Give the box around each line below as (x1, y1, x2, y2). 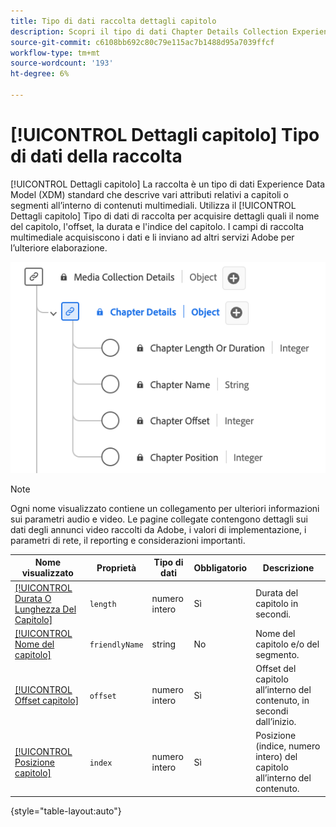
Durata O (14, 592, 52, 604)
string (151, 638, 177, 650)
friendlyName (89, 640, 144, 650)
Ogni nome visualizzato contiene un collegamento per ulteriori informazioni (10, 502, 320, 514)
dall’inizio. (255, 716, 297, 728)
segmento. (255, 648, 300, 660)
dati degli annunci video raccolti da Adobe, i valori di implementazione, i (10, 523, 307, 535)
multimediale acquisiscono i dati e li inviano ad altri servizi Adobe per (10, 231, 295, 243)
